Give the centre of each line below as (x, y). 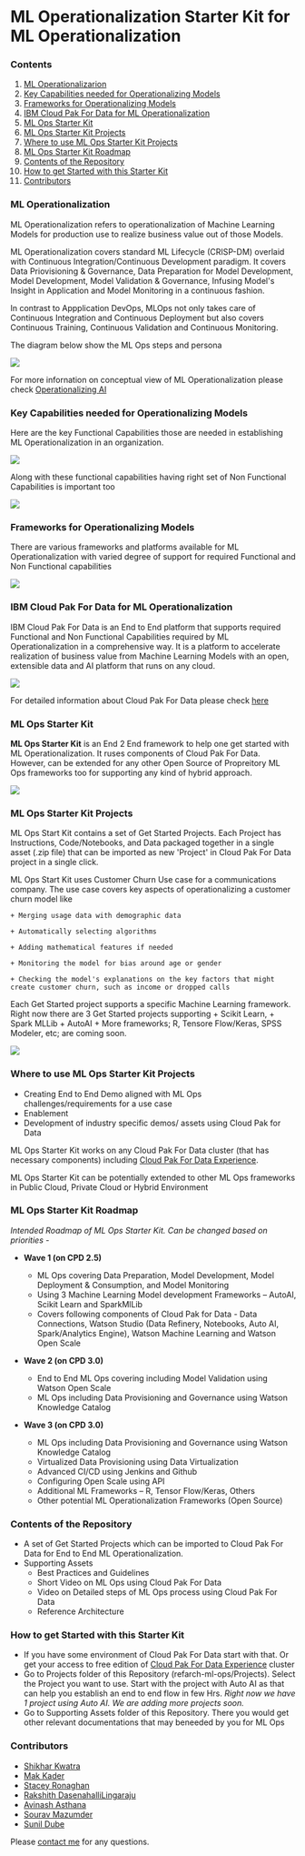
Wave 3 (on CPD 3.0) (63, 1425)
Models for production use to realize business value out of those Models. (147, 234)
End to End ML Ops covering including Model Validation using (152, 1378)
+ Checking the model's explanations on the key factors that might (143, 980)
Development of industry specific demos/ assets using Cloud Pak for (152, 1123)
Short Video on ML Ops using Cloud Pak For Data (129, 1583)
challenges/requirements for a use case (98, 1104)
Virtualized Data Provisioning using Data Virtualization (138, 1461)
